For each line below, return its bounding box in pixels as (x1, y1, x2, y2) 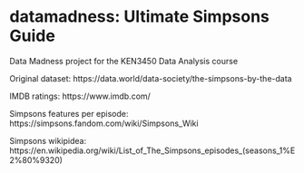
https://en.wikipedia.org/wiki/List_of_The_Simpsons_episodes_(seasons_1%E (9, 145, 296, 156)
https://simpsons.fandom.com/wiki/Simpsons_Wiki (9, 118, 199, 129)
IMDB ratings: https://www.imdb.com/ (9, 91, 152, 101)
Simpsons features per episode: (9, 108, 129, 119)
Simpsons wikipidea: (9, 135, 87, 146)
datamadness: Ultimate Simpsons (9, 6, 270, 27)
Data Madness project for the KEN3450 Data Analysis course (9, 55, 239, 66)
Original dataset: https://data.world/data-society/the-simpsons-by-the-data (9, 72, 292, 83)
